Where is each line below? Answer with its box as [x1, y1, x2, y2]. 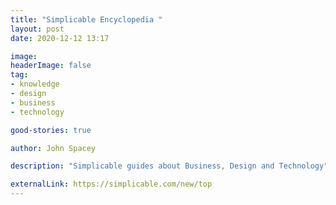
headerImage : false [10, 61, 92, 71]
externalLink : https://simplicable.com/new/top [10, 179, 213, 190]
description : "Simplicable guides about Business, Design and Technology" [10, 161, 329, 171]
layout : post [10, 24, 65, 34]
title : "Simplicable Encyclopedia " [10, 14, 163, 25]
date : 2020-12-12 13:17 [10, 33, 110, 43]
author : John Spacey [10, 143, 97, 153]
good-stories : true [10, 125, 92, 135]
